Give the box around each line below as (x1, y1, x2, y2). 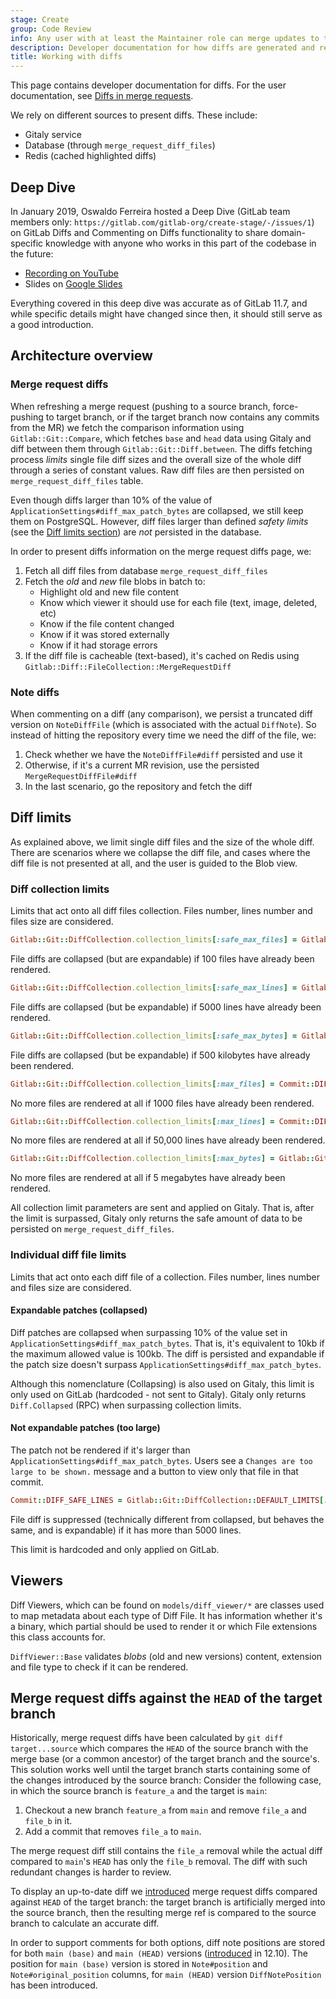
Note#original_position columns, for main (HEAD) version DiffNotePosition (10, 1969, 322, 1981)
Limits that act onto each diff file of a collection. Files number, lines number (10, 1271, 321, 1283)
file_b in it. (24, 1815, 73, 1827)
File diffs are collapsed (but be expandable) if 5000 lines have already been (10, 1001, 322, 1013)
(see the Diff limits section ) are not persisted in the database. (10, 526, 262, 538)
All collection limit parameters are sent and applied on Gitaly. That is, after (10, 1202, 315, 1214)
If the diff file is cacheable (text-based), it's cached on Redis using (24, 649, 300, 661)
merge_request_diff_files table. (10, 474, 144, 486)
